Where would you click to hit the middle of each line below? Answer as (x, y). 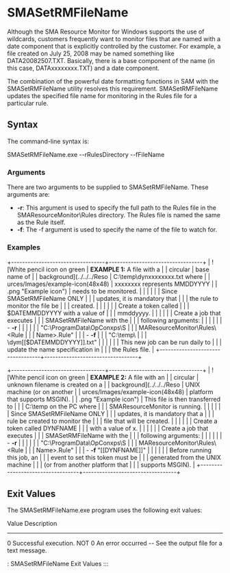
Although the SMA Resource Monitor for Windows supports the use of (106, 32)
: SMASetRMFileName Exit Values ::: (58, 564)
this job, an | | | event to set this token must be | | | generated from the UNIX (114, 458)
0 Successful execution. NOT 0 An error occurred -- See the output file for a (115, 544)
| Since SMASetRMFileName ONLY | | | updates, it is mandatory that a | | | (111, 414)
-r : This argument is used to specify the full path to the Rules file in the (117, 208)
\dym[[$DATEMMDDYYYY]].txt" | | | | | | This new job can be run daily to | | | (115, 342)
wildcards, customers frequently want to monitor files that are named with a (114, 38)
